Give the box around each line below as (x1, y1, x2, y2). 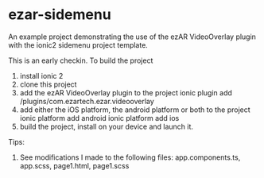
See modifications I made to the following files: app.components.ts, (19, 153, 241, 162)
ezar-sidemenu (8, 6, 111, 24)
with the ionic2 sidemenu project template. (8, 40, 149, 49)
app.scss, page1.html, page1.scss (19, 161, 130, 170)
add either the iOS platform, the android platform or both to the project (19, 105, 250, 114)
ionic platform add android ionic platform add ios (19, 113, 180, 122)
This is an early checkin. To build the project (8, 56, 153, 65)
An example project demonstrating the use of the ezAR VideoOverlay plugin (8, 32, 257, 41)
